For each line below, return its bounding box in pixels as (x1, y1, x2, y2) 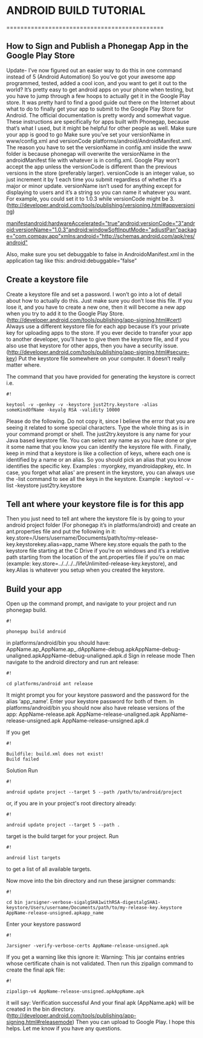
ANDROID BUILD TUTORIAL (6, 4, 146, 18)
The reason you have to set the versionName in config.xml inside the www (6, 143, 192, 151)
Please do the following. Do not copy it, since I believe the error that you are (6, 417, 195, 425)
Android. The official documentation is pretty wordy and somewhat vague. (6, 111, 192, 118)
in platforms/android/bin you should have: (6, 639, 111, 646)
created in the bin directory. (6, 1005, 76, 1013)
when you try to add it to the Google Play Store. (6, 309, 124, 317)
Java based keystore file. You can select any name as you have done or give (6, 436, 197, 444)
